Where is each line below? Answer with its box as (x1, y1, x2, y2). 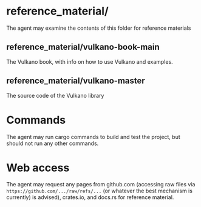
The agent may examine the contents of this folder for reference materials (6, 24, 191, 32)
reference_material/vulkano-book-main (6, 42, 160, 52)
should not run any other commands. (6, 140, 99, 147)
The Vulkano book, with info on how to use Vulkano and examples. (6, 58, 173, 65)
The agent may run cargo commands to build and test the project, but (6, 133, 180, 140)
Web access (6, 161, 70, 174)
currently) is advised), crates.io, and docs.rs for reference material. (6, 194, 174, 201)
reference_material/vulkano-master (6, 76, 146, 86)
